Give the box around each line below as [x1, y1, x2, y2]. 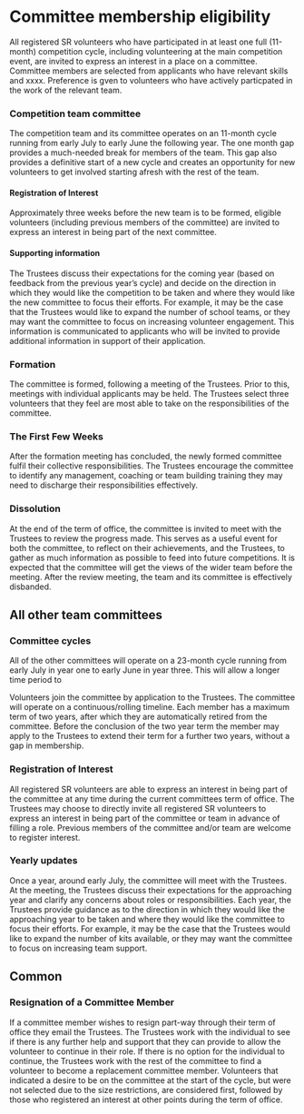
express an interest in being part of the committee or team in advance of [9, 813, 280, 823]
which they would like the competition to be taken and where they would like [9, 287, 295, 298]
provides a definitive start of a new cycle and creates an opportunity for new [9, 157, 296, 168]
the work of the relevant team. [9, 84, 123, 95]
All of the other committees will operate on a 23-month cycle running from [9, 656, 288, 666]
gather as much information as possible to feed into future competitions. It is [9, 552, 295, 563]
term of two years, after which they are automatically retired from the [9, 711, 268, 723]
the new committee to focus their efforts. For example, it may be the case [9, 297, 284, 308]
